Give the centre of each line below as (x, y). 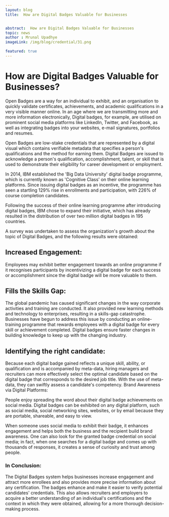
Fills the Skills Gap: (36, 291)
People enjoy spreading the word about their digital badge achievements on (84, 400)
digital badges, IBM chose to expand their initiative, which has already (78, 210)
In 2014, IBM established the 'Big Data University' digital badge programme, (84, 174)
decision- (154, 503)
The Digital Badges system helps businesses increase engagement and (79, 477)
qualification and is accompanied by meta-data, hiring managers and (77, 369)
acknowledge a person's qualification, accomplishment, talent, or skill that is (84, 159)
